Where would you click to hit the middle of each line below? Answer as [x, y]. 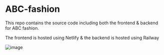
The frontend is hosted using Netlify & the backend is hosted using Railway [82, 38]
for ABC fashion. [22, 28]
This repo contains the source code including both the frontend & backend [82, 23]
